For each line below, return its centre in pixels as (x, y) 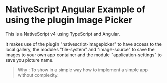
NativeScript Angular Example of (75, 9)
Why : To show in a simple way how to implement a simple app (82, 70)
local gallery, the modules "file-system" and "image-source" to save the (80, 49)
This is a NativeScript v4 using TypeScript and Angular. (63, 34)
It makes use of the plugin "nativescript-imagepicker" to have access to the (84, 44)
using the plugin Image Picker (69, 20)
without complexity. (38, 75)
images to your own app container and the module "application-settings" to (84, 55)
